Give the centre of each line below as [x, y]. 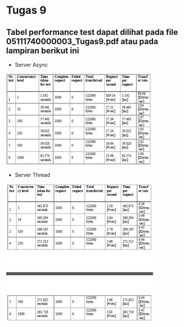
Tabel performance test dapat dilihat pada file [92, 32]
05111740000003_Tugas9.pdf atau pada [82, 41]
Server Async [31, 65]
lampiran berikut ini [43, 51]
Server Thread [32, 175]
